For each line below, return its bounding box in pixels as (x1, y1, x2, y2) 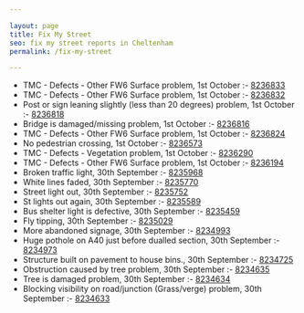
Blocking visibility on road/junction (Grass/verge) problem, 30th (22, 284, 263, 295)
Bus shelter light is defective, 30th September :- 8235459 (22, 206, 240, 217)
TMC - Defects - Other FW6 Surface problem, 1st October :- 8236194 (22, 157, 285, 169)
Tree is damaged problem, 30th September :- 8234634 (22, 274, 231, 285)
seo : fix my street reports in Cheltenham (9, 38, 173, 47)
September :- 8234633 (22, 293, 110, 304)
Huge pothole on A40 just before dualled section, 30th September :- (22, 235, 280, 246)
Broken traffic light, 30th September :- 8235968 (22, 167, 204, 178)
